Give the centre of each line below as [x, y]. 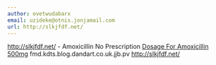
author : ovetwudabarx [39, 14]
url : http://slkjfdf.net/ [45, 27]
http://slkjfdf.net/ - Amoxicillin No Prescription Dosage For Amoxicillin [108, 47]
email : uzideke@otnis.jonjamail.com [61, 20]
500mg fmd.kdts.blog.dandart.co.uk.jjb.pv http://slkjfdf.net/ [94, 54]
